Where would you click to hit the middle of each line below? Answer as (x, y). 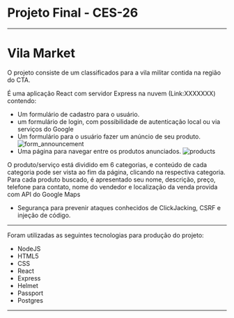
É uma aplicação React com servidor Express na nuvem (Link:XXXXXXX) (111, 93)
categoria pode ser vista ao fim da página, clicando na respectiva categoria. (116, 172)
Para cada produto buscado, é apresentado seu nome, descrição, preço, (111, 180)
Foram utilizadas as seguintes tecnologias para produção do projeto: (106, 235)
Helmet (28, 285)
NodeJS (29, 248)
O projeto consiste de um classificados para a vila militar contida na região (114, 72)
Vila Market (41, 53)
